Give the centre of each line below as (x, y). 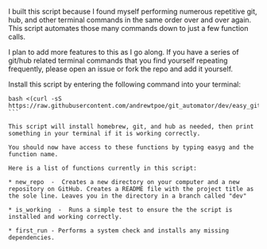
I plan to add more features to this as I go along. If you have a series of (124, 52)
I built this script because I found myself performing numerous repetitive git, (133, 11)
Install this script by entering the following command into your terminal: (124, 84)
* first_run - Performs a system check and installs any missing (118, 231)
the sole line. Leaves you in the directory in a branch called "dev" (128, 196)
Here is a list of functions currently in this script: (103, 168)
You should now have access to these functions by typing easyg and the (131, 147)
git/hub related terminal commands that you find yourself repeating (118, 60)
